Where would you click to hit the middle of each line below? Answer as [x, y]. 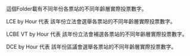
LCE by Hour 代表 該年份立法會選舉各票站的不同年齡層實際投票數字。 [91, 21]
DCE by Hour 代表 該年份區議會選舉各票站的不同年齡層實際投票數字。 [91, 47]
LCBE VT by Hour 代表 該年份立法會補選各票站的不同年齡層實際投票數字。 [97, 34]
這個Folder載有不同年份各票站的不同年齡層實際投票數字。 [77, 9]
